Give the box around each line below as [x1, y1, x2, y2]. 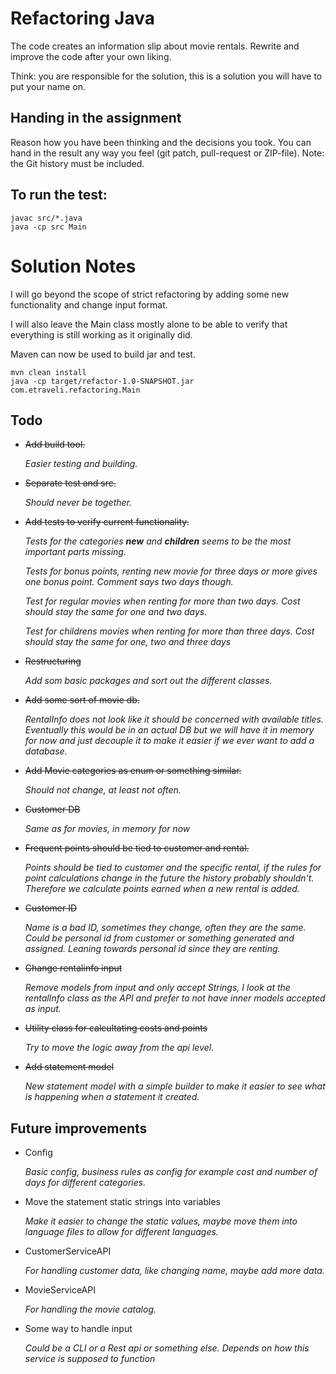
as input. [24, 1003, 62, 1015]
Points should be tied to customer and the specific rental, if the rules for [24, 862, 322, 874]
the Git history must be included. [10, 157, 145, 169]
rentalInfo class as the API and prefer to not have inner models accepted [24, 992, 326, 1004]
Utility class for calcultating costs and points [24, 1022, 208, 1034]
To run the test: [10, 187, 108, 204]
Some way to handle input [24, 1323, 133, 1335]
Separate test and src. [24, 477, 117, 489]
